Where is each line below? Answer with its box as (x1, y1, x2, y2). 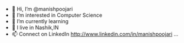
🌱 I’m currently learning (11, 18, 69, 24)
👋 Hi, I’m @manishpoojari (11, 6, 73, 12)
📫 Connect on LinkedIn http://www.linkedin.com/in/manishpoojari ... (11, 31, 179, 37)
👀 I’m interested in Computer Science (11, 12, 103, 19)
